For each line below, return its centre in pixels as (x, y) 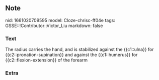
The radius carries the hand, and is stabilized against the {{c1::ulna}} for (80, 49)
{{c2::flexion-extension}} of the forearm (47, 60)
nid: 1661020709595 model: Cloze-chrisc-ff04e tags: (60, 20)
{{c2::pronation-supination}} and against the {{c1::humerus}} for (71, 55)
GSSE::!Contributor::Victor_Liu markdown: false (54, 25)
